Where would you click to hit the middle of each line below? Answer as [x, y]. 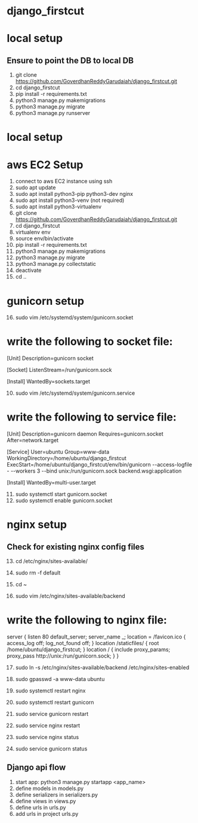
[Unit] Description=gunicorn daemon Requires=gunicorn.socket [85, 434]
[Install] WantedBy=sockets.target [49, 382]
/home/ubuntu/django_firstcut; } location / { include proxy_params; [89, 650]
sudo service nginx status [47, 737]
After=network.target [33, 440]
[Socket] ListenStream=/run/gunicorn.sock [59, 370]
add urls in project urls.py [47, 813]
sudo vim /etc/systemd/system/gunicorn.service [75, 393]
